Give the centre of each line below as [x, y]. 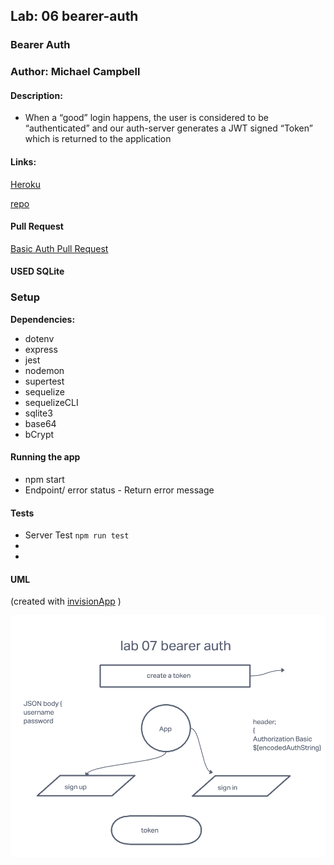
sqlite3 [38, 413]
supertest [44, 381]
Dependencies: [43, 319]
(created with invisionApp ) [66, 601]
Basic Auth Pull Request [59, 248]
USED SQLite [37, 271]
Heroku [25, 184]
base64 [40, 423]
